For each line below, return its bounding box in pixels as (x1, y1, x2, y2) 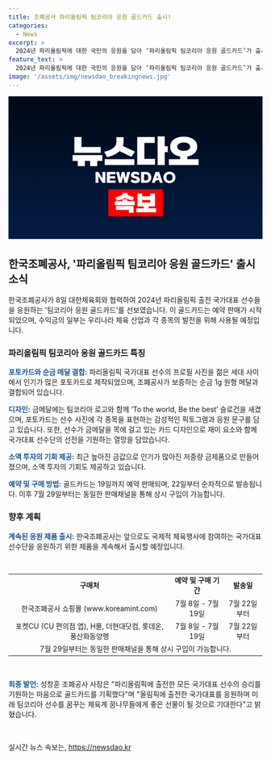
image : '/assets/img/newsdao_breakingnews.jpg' (8, 73, 172, 81)
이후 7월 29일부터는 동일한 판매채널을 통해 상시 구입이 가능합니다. (19, 489, 226, 499)
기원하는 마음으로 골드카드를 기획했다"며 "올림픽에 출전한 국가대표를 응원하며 (8, 689, 250, 699)
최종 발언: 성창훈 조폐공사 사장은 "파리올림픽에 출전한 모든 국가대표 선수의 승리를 (8, 679, 261, 689)
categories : (8, 21, 48, 30)
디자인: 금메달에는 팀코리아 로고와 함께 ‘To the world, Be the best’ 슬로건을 (8, 404, 247, 415)
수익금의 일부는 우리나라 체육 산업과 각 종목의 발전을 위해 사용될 (38, 315, 239, 325)
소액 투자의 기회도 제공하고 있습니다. (31, 462, 147, 472)
